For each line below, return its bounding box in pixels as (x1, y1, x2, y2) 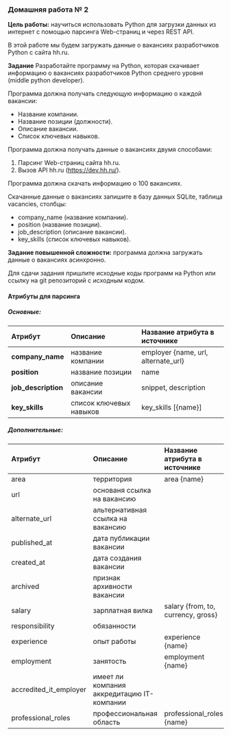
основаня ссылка (93, 485, 151, 495)
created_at (11, 557, 46, 567)
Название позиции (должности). (17, 118, 113, 126)
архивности (93, 581, 132, 591)
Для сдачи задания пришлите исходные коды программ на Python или (8, 269, 216, 278)
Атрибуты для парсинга (8, 292, 81, 300)
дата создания (93, 553, 142, 563)
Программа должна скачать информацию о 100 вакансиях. (8, 179, 182, 188)
